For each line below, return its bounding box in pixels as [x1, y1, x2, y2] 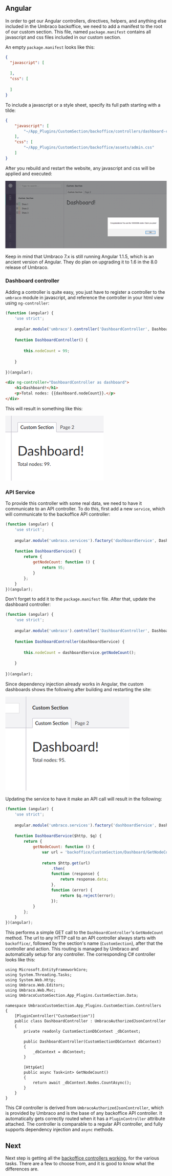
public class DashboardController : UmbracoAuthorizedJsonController [14, 1019, 166, 1024]
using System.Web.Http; [5, 978, 56, 983]
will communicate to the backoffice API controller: [5, 511, 111, 518]
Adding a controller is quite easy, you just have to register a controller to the [5, 289, 165, 295]
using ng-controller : [5, 300, 50, 306]
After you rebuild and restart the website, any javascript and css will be [5, 165, 155, 171]
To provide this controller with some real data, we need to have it [5, 500, 142, 506]
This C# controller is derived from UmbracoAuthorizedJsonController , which [5, 1105, 164, 1111]
